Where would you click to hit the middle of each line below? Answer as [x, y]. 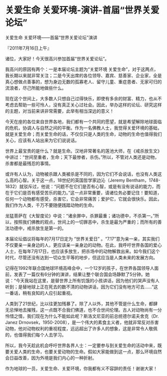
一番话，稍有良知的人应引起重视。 [40, 293]
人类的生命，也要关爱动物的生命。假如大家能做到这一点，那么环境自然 [90, 352]
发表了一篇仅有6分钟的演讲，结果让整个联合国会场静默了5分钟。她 [82, 274]
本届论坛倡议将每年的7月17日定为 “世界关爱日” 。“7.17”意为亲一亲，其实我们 [83, 239]
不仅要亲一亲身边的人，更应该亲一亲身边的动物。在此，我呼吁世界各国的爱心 [83, 245]
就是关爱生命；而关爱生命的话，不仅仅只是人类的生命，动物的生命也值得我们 [83, 134]
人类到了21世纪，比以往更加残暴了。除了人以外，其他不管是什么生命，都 [79, 303]
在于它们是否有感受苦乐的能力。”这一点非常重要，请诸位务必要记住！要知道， [83, 192]
